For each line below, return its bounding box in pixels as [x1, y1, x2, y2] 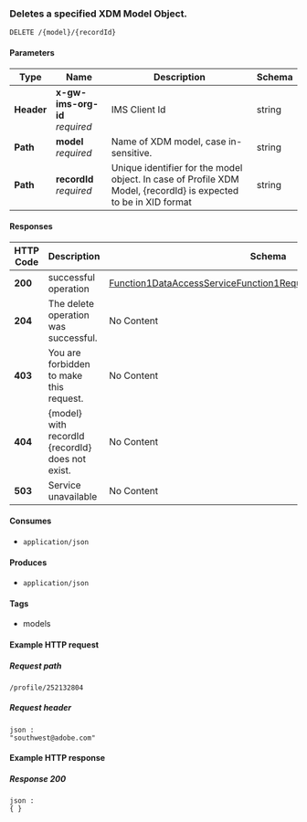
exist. [48, 464, 71, 477]
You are [48, 346, 81, 359]
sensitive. [111, 146, 153, 159]
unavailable [48, 490, 98, 502]
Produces [9, 556, 48, 568]
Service [48, 479, 81, 491]
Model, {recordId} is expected [111, 184, 239, 196]
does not [48, 452, 87, 465]
